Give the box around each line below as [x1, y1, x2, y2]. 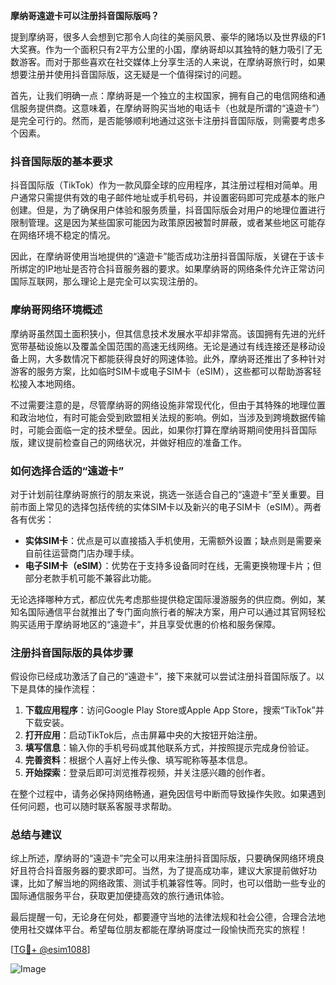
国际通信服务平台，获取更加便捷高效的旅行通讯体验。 [10, 890, 230, 902]
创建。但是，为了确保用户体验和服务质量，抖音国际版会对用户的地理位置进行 [10, 204, 326, 216]
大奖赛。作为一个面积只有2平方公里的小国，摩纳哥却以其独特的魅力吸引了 [10, 44, 314, 55]
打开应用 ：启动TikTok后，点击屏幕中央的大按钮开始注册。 [24, 729, 263, 741]
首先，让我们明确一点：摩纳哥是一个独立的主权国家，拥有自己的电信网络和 [10, 90, 317, 101]
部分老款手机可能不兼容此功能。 [24, 572, 157, 584]
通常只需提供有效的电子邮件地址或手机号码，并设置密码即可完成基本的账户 [18, 192, 326, 204]
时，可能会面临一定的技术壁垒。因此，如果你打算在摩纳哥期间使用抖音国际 [10, 424, 317, 436]
